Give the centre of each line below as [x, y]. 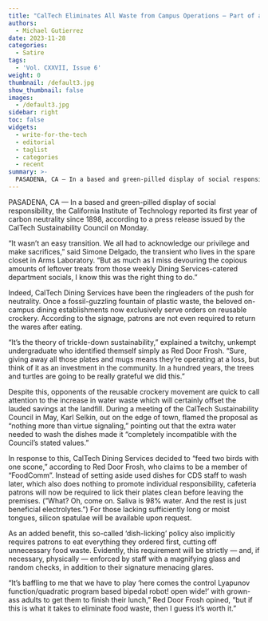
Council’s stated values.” [49, 443]
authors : [23, 23]
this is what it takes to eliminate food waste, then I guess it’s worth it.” [122, 608]
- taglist [32, 150]
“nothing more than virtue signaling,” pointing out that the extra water [122, 426]
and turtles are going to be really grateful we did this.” [97, 376]
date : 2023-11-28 [37, 38]
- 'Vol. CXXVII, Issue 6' [59, 68]
